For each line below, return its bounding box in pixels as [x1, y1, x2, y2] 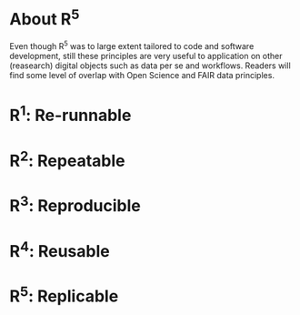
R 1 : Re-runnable [9, 102, 132, 126]
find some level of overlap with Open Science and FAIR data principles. [9, 69, 275, 80]
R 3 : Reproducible [9, 192, 141, 217]
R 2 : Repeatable [9, 147, 125, 171]
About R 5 [9, 5, 80, 30]
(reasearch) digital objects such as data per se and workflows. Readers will [9, 60, 291, 71]
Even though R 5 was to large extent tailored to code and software [9, 39, 255, 51]
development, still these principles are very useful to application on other [9, 50, 283, 61]
